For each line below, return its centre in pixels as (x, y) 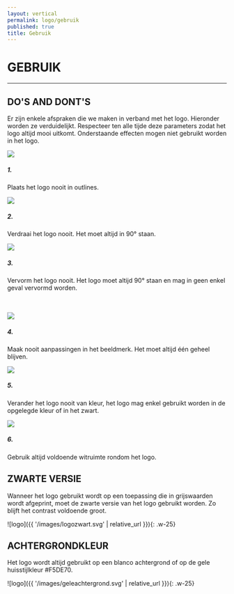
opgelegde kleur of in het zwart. (53, 410)
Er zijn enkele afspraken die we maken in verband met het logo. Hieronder (114, 118)
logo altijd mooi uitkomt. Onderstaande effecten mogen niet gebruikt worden (117, 133)
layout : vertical (32, 14)
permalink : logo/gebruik (43, 20)
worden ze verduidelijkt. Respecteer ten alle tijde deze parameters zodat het (117, 126)
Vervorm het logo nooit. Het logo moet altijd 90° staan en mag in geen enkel (116, 280)
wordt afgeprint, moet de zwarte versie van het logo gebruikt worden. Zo (112, 503)
